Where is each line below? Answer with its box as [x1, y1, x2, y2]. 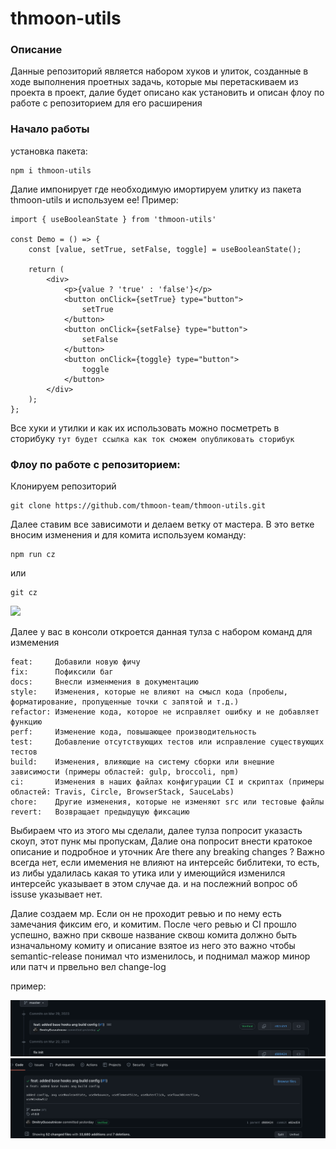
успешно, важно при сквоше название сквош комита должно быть [10, 929, 298, 941]
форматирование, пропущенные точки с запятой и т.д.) [10, 697, 240, 707]
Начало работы [10, 122, 90, 136]
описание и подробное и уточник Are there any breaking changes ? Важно [10, 846, 325, 858]
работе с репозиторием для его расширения [10, 97, 203, 109]
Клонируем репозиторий [10, 480, 117, 492]
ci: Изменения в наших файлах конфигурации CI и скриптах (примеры [10, 777, 325, 787]
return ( [28, 264, 65, 274]
